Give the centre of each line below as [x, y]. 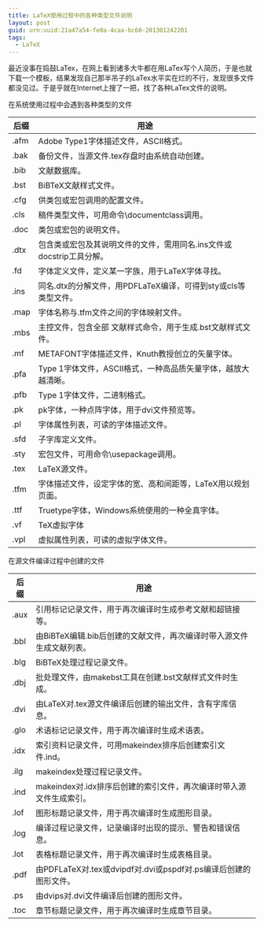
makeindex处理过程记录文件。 [91, 772]
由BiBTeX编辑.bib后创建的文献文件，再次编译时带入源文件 [142, 636]
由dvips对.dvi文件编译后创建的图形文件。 [111, 896]
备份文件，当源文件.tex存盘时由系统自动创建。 [124, 156]
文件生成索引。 [63, 799]
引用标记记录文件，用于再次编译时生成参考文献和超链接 [137, 610]
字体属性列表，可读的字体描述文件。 [105, 425]
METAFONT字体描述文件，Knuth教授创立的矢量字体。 [137, 354]
